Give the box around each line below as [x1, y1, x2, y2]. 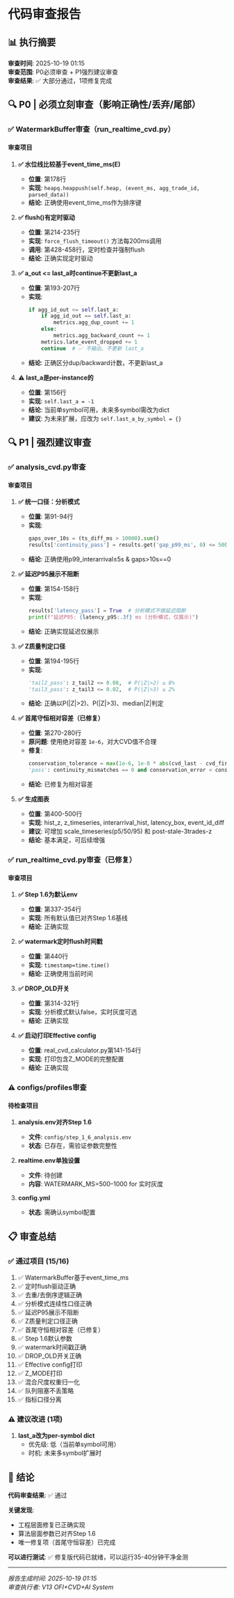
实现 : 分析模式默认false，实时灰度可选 [28, 1008, 137, 1016]
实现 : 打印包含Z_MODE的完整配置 [28, 1055, 124, 1063]
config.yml [17, 1194, 51, 1202]
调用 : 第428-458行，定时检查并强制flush [28, 245, 145, 254]
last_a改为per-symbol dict [17, 1432, 95, 1440]
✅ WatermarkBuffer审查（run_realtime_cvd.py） [8, 125, 176, 134]
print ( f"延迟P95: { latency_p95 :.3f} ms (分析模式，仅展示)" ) [28, 614, 199, 621]
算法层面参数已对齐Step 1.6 [17, 1530, 96, 1538]
